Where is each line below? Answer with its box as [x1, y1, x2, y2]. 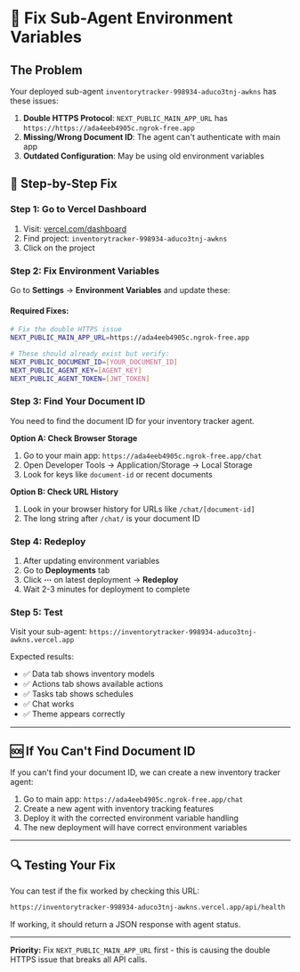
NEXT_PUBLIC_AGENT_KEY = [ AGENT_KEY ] [10, 365, 142, 375]
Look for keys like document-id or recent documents [22, 469, 213, 479]
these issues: [10, 95, 59, 106]
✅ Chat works [22, 698, 75, 709]
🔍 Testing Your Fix [10, 857, 117, 872]
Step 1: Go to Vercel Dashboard [10, 203, 147, 216]
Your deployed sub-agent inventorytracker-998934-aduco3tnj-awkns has [10, 86, 277, 96]
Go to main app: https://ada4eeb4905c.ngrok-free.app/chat [22, 794, 244, 805]
